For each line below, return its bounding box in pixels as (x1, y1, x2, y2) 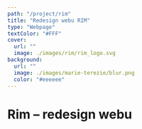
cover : (7, 37, 27, 44)
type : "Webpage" (7, 23, 55, 30)
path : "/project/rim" (7, 10, 72, 18)
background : (7, 56, 43, 63)
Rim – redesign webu (7, 106, 133, 122)
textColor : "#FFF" (7, 30, 62, 37)
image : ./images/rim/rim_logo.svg (13, 50, 116, 57)
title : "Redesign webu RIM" (7, 17, 91, 24)
